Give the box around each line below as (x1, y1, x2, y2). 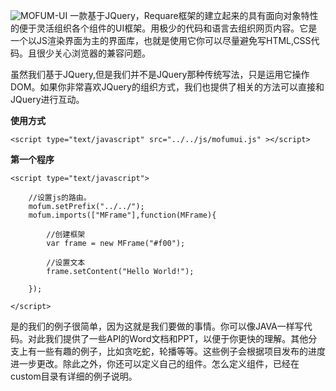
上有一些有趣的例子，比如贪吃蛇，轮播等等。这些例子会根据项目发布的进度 (18, 345, 326, 357)
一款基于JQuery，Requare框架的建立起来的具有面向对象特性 (69, 10, 319, 21)
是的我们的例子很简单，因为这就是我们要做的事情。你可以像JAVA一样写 (10, 320, 304, 332)
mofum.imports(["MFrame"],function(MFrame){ (28, 210, 217, 220)
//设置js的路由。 (28, 193, 92, 203)
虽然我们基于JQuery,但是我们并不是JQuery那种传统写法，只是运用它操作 (10, 69, 310, 80)
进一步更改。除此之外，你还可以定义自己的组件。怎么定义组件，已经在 (10, 358, 300, 369)
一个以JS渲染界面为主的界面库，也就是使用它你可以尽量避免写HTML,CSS (10, 35, 312, 46)
